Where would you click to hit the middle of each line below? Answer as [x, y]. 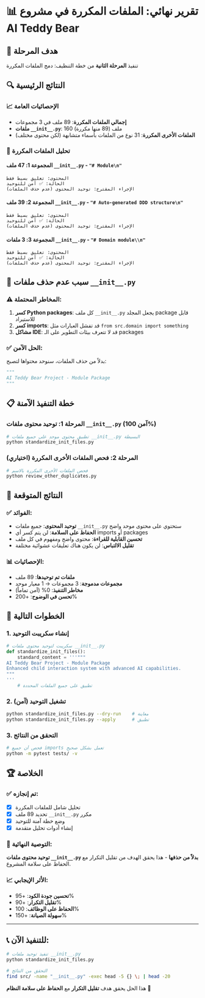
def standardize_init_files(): [46, 651]
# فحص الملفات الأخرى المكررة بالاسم [47, 470]
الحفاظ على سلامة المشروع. [39, 864]
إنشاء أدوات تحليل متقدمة [44, 828]
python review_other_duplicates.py [52, 476]
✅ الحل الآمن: [24, 348]
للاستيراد [25, 319]
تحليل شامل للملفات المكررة [48, 807]
